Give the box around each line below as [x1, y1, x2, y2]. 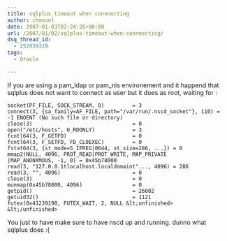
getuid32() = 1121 [7, 193, 152, 200]
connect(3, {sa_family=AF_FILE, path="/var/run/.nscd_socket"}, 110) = [7, 108, 220, 115]
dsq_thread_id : [7, 36, 52, 43]
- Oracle [13, 56, 39, 63]
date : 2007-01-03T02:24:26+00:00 [7, 23, 105, 30]
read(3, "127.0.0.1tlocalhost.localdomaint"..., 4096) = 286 [7, 163, 189, 170]
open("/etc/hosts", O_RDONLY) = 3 [7, 126, 142, 133]
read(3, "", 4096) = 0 [7, 169, 142, 176]
